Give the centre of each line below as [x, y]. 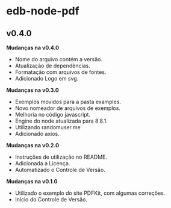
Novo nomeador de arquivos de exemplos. [67, 108]
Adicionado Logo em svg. [47, 78]
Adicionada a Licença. [42, 163]
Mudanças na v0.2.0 [33, 145]
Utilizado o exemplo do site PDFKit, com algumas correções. [90, 193]
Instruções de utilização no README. [61, 157]
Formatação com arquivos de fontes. [61, 72]
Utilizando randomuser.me [48, 127]
